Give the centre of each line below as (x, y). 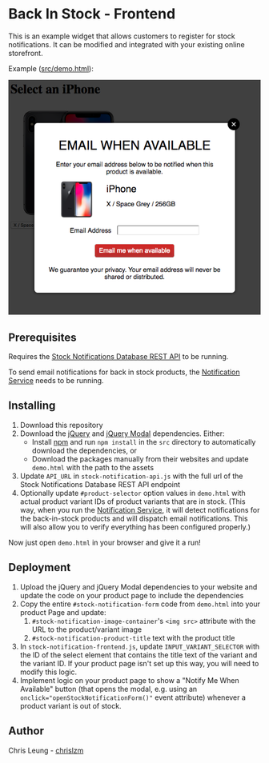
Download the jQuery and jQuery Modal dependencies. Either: (122, 433)
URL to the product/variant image (87, 629)
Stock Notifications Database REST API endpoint (100, 484)
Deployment (40, 567)
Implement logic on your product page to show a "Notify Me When (130, 680)
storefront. (26, 53)
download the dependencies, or (84, 450)
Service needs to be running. (56, 381)
